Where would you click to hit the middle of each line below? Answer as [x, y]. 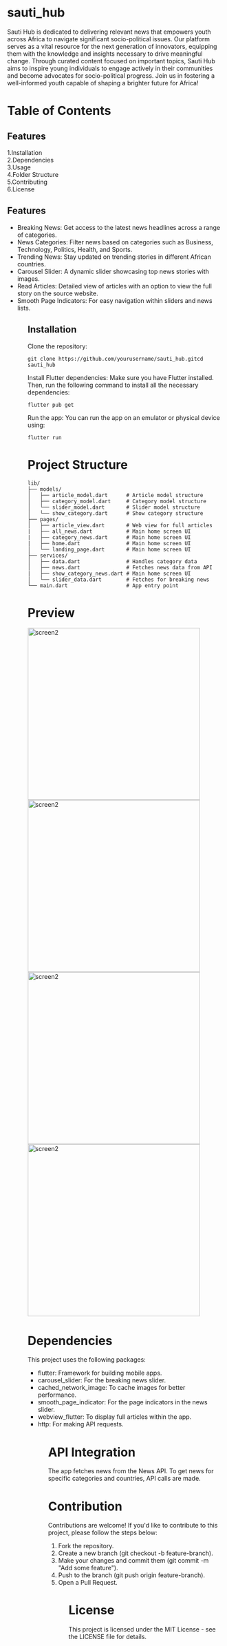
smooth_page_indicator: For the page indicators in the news [122, 1402]
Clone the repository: [57, 346]
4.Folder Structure [33, 174]
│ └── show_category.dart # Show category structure [115, 513]
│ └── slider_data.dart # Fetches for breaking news [118, 580]
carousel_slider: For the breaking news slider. [102, 1380]
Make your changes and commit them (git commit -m [133, 1561]
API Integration [92, 1452]
